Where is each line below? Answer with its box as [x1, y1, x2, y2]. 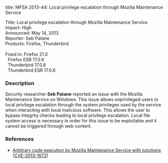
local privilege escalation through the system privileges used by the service [5, 102, 161, 108]
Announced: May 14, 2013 [5, 30, 59, 36]
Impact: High [5, 25, 32, 31]
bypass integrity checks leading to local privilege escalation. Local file [5, 112, 150, 118]
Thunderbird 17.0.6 [7, 62, 46, 68]
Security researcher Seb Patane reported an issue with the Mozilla [5, 91, 143, 97]
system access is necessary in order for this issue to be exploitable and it [5, 118, 157, 124]
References [5, 135, 34, 142]
